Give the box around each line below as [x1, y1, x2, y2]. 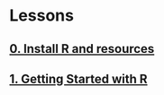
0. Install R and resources [9, 41, 155, 56]
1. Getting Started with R [9, 71, 148, 86]
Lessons [9, 5, 75, 26]
